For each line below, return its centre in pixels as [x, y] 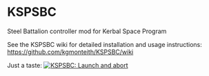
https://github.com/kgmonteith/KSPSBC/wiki [70, 52]
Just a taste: [25, 65]
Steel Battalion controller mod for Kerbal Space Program [87, 31]
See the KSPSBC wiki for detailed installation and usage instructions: [104, 44]
